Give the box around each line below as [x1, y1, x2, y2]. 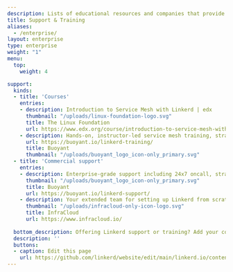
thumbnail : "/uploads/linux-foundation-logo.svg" [25, 113, 172, 120]
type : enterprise [7, 42, 58, 49]
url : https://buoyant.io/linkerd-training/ [25, 138, 154, 145]
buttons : [13, 242, 39, 248]
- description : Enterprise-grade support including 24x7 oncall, [19, 170, 213, 177]
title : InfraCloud [25, 209, 79, 217]
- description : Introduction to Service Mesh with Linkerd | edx [19, 107, 213, 114]
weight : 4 [19, 68, 49, 75]
